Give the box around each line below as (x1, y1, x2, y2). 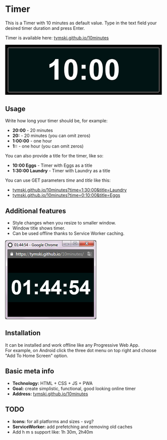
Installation (5, 329, 41, 337)
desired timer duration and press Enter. (5, 25, 85, 31)
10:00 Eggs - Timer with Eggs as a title (12, 162, 93, 168)
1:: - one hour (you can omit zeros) (12, 143, 84, 149)
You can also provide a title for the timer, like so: (5, 153, 103, 159)
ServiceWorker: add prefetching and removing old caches (12, 424, 133, 430)
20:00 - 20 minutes (12, 128, 53, 134)
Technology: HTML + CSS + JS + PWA (12, 380, 93, 386)
